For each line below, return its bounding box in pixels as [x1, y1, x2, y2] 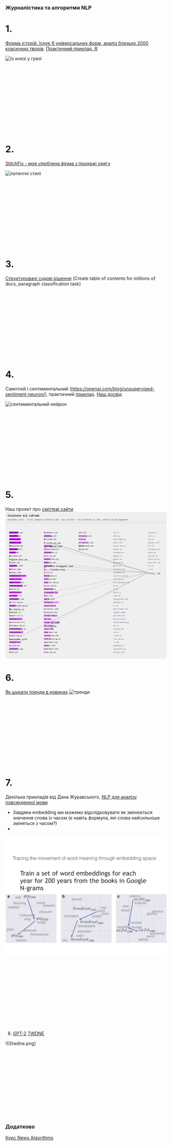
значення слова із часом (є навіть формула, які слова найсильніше [12, 814, 160, 820]
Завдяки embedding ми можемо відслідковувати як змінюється [12, 809, 153, 815]
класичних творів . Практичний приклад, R [5, 45, 98, 51]
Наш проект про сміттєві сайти [5, 506, 73, 512]
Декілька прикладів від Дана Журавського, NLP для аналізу [5, 794, 137, 800]
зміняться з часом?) [12, 820, 57, 826]
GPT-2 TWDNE [12, 1030, 45, 1036]
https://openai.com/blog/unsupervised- [71, 386, 155, 392]
